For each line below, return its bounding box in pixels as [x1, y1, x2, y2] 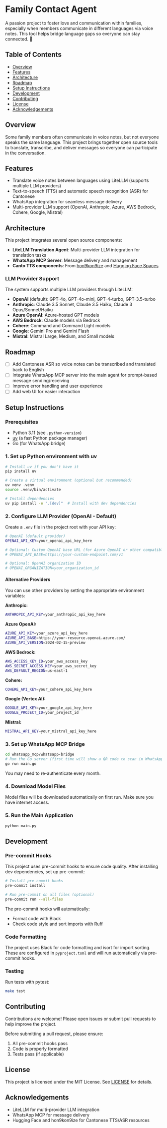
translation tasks [12, 252, 46, 258]
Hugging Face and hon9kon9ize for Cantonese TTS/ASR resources [12, 1117, 150, 1123]
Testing [5, 968, 24, 975]
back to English [12, 367, 44, 373]
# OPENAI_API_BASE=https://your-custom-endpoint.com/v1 [5, 552, 123, 557]
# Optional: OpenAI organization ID [5, 561, 81, 566]
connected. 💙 [5, 36, 33, 42]
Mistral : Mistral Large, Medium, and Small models [12, 333, 114, 339]
